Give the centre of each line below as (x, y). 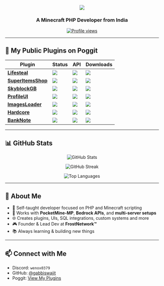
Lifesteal (18, 73)
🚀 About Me (23, 196)
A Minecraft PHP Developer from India (82, 20)
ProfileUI (18, 96)
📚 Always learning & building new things (53, 231)
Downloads (99, 64)
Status (60, 64)
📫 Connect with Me (36, 254)
